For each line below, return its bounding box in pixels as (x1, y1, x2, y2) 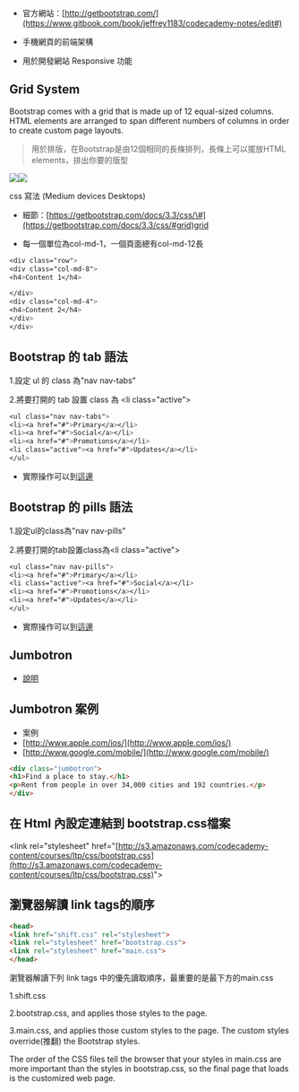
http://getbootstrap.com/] (64, 8, 159, 18)
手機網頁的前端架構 (21, 37, 94, 47)
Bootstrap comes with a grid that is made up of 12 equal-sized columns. (9, 106, 275, 117)
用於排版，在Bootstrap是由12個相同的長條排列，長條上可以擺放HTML (30, 143, 286, 154)
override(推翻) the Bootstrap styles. (9, 1035, 141, 1047)
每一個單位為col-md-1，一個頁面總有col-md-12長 (21, 238, 204, 249)
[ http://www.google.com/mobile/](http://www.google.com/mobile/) (21, 747, 270, 757)
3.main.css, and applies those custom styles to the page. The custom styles (9, 1026, 289, 1036)
